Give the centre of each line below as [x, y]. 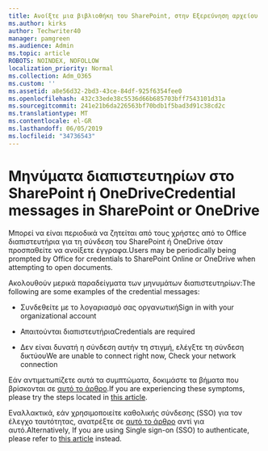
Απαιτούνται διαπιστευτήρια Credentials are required [107, 331]
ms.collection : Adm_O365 [50, 76]
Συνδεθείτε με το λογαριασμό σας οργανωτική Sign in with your [127, 307]
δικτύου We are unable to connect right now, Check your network [128, 356]
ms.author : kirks [38, 23]
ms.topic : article [39, 53]
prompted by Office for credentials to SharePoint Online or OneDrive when [132, 259]
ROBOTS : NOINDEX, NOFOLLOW [54, 61]
